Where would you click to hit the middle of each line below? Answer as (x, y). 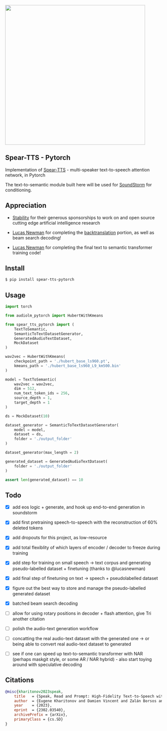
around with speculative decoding (47, 664)
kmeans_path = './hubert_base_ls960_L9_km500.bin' (68, 366)
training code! (27, 252)
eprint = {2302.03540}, (40, 710)
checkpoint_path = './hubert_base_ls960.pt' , (62, 361)
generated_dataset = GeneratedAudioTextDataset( (56, 461)
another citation (29, 619)
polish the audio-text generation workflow (55, 628)
